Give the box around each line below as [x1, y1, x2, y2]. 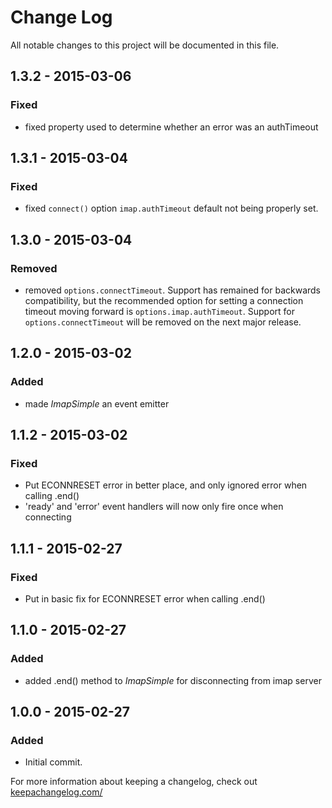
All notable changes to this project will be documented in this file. [10, 39, 280, 51]
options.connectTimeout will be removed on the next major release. [24, 316, 302, 328]
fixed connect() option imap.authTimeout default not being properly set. [24, 202, 319, 215]
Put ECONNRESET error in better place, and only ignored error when [24, 479, 308, 491]
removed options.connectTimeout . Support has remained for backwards [24, 284, 322, 296]
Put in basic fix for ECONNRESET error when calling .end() [24, 593, 266, 605]
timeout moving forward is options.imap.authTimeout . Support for [24, 306, 295, 317]
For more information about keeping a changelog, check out [10, 776, 258, 788]
